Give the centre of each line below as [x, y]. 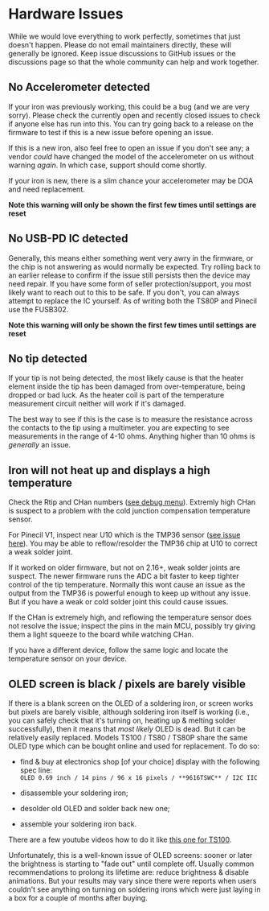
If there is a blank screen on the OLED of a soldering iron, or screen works [131, 703]
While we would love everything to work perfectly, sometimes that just [124, 36]
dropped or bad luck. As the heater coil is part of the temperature [116, 395]
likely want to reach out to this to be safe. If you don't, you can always [124, 292]
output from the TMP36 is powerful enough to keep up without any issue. [130, 593]
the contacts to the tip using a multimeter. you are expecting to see [119, 428]
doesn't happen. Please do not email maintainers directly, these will [120, 44]
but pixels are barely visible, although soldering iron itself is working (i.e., [129, 712]
